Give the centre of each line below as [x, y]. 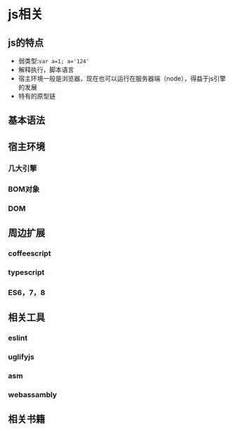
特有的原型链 [37, 96]
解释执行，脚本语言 [46, 70]
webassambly [32, 394]
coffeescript [30, 253]
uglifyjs [21, 356]
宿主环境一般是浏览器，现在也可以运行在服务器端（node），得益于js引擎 [122, 79]
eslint [18, 338]
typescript [26, 272]
